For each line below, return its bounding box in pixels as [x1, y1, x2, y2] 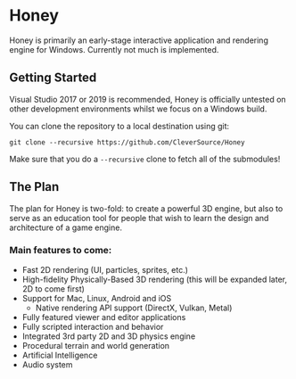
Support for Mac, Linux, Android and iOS [21, 292, 172, 303]
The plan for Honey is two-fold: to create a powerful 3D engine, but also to [9, 202, 284, 214]
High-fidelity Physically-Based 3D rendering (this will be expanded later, [21, 274, 288, 284]
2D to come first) [21, 283, 85, 294]
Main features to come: [9, 244, 112, 257]
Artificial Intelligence [21, 350, 98, 360]
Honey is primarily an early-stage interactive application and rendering [9, 35, 269, 45]
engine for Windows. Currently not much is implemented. [9, 44, 219, 54]
